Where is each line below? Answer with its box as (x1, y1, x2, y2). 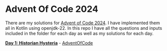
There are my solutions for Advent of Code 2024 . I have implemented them (5, 20, 160, 26)
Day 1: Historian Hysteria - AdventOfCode (5, 40, 93, 46)
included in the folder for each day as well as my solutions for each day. (5, 30, 154, 36)
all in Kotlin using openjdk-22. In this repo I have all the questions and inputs (5, 25, 162, 31)
